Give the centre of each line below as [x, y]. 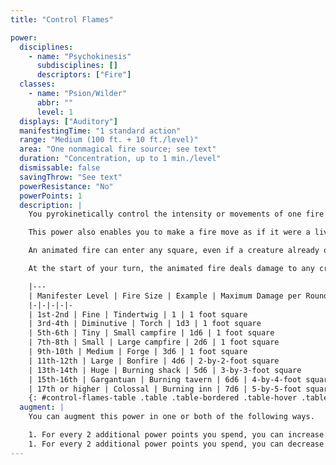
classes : [37, 84]
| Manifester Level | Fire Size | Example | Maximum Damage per [165, 296]
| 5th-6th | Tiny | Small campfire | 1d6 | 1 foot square [151, 333]
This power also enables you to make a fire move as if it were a [169, 232]
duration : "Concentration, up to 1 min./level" [120, 159]
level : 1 [55, 112]
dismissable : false [60, 168]
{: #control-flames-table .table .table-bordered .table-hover [163, 398]
